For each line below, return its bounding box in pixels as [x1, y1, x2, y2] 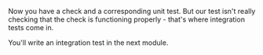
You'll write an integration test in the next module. [8, 38, 169, 47]
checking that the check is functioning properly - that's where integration [8, 15, 246, 24]
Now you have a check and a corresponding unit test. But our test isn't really [8, 7, 256, 15]
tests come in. [8, 23, 54, 32]
